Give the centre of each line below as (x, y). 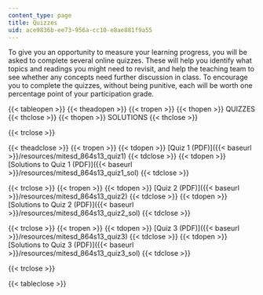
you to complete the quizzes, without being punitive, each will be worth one (130, 86)
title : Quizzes (33, 23)
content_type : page (40, 15)
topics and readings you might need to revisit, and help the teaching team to (131, 69)
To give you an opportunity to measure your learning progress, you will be (128, 53)
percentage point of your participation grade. (81, 94)
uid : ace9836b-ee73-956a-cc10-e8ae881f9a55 (80, 30)
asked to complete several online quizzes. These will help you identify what (130, 60)
